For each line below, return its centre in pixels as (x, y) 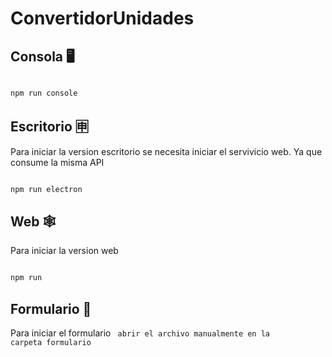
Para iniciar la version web (64, 251)
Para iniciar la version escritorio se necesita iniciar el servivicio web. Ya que (166, 151)
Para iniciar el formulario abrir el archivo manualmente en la (140, 333)
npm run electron (46, 189)
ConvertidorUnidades (102, 18)
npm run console (44, 93)
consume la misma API (57, 162)
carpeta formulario (51, 343)
